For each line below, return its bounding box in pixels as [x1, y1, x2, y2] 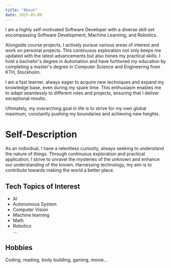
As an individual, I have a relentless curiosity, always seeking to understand [5, 146, 164, 152]
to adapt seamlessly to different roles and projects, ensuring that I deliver [5, 90, 159, 96]
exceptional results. [5, 95, 47, 101]
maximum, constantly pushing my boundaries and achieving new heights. [5, 111, 160, 117]
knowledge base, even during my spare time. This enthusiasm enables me [5, 84, 162, 90]
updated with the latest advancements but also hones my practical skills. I [5, 52, 161, 59]
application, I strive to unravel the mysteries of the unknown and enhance [5, 156, 160, 162]
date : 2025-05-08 [5, 12, 42, 17]
